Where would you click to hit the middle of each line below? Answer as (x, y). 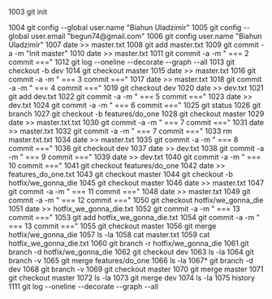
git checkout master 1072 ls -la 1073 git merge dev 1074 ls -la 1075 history (132, 278)
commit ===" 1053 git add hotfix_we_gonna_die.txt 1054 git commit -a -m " (134, 217)
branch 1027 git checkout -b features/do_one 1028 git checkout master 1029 (136, 114)
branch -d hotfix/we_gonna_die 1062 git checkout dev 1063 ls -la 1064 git (131, 252)
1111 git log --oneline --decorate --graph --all (83, 286)
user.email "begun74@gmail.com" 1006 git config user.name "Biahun (147, 36)
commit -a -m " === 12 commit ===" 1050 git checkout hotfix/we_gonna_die (136, 200)
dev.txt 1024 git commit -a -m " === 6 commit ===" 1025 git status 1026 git (135, 105)
